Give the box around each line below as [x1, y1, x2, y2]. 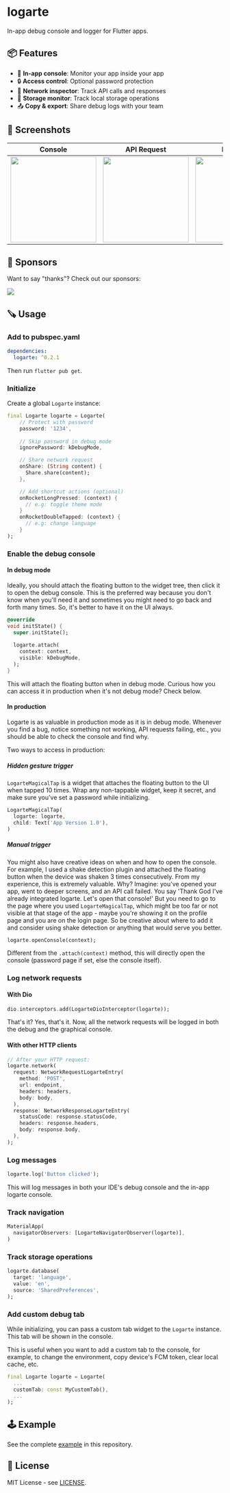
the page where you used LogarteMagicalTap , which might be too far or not [7, 901, 218, 910]
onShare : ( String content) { [19, 463, 103, 470]
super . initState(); [13, 629, 69, 636]
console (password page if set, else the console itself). [7, 956, 162, 964]
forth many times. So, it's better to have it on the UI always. [7, 603, 174, 611]
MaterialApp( [7, 1223, 44, 1230]
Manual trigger [7, 840, 51, 849]
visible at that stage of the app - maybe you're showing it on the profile [7, 909, 207, 917]
